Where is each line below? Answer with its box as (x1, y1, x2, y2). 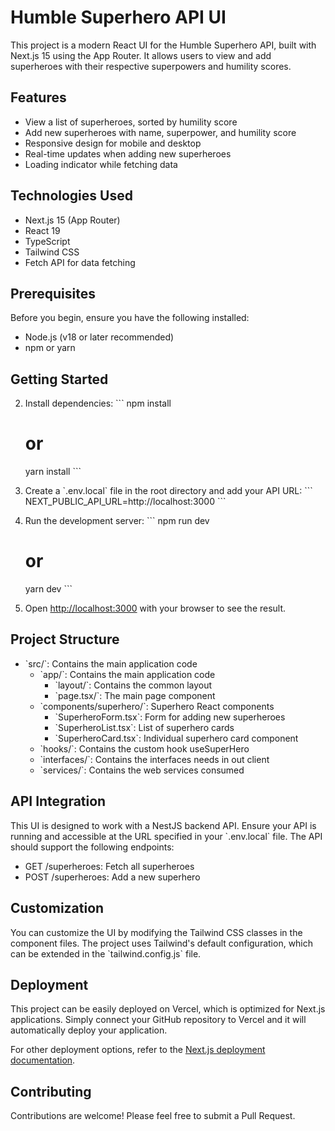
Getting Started (10, 371, 109, 388)
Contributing (10, 1083, 92, 1100)
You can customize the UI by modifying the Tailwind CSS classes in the (10, 926, 303, 938)
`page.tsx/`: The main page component (54, 689, 216, 701)
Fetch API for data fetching (24, 256, 136, 268)
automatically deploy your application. (10, 1024, 168, 1036)
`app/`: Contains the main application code (39, 668, 216, 680)
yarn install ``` (24, 466, 82, 478)
